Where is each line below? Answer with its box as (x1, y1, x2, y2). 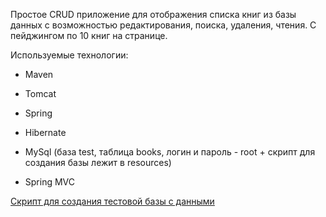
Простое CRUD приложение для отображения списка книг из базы (10, 9, 297, 20)
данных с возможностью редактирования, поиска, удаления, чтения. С (10, 19, 317, 31)
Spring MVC (24, 176, 76, 188)
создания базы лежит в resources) (24, 157, 172, 168)
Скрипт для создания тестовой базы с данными (10, 195, 215, 207)
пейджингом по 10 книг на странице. (10, 30, 168, 41)
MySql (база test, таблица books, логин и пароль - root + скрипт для (24, 146, 316, 158)
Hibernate (24, 127, 67, 138)
